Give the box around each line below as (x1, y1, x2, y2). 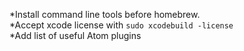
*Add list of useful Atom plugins (9, 30, 142, 41)
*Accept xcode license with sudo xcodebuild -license (9, 19, 234, 31)
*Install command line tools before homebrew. (9, 9, 201, 20)
